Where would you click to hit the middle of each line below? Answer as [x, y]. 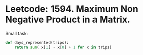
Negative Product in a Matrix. [68, 20]
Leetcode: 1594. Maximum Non [72, 9]
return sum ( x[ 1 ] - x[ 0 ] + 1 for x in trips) [63, 47]
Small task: [17, 33]
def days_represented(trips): [37, 43]
